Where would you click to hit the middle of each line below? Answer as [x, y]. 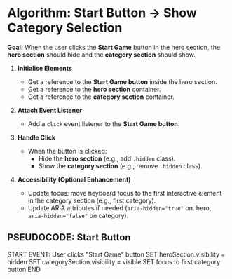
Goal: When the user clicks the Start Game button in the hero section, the [114, 47]
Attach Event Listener [50, 110]
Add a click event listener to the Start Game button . [104, 123]
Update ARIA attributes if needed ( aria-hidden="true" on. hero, [120, 207]
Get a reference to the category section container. [101, 97]
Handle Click [36, 137]
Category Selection [65, 28]
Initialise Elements [45, 68]
